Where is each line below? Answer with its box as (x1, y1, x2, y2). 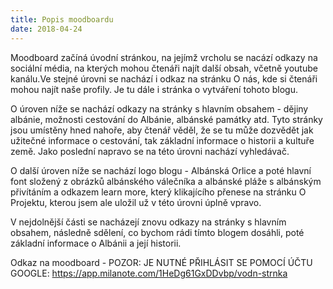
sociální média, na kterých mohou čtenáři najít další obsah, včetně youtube (10, 62, 318, 74)
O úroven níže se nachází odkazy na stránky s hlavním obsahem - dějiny (10, 102, 309, 115)
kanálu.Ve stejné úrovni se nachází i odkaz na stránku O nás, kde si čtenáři (10, 72, 318, 85)
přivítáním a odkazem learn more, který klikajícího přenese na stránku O (10, 186, 307, 198)
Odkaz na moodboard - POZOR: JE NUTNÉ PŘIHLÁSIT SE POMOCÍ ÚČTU (10, 256, 313, 268)
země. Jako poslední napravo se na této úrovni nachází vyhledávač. (10, 145, 290, 157)
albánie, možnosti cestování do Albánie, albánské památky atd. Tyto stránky (10, 113, 323, 125)
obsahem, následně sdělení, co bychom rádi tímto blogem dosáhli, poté (10, 226, 305, 238)
